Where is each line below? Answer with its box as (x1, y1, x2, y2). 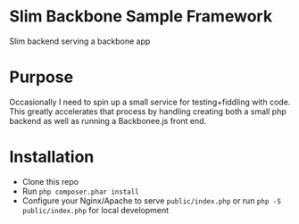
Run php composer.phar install (21, 186, 140, 196)
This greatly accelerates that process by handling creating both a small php (9, 105, 287, 117)
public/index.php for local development (21, 204, 170, 215)
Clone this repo (21, 176, 79, 187)
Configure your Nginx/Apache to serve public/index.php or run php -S (21, 195, 281, 206)
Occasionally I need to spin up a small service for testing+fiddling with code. (9, 96, 291, 107)
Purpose (9, 67, 74, 87)
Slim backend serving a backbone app (9, 36, 151, 46)
